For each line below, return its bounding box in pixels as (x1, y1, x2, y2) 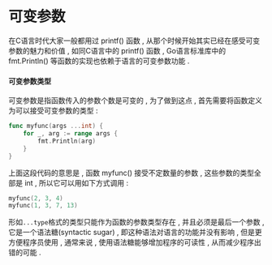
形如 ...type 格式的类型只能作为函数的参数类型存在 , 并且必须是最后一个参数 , (8, 217, 266, 227)
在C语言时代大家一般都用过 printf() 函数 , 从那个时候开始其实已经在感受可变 (8, 36, 261, 45)
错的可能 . (8, 248, 41, 258)
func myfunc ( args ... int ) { (8, 122, 104, 130)
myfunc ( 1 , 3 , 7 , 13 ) (8, 202, 79, 210)
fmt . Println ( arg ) (37, 137, 96, 145)
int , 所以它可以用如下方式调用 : (24, 177, 129, 187)
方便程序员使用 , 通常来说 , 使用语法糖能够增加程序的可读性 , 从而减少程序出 (8, 237, 261, 247)
